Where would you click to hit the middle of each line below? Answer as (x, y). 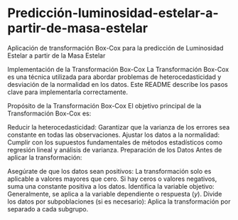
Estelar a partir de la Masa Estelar (56, 56)
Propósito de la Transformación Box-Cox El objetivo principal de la (104, 105)
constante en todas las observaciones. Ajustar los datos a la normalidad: (114, 135)
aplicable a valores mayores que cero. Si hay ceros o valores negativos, (112, 179)
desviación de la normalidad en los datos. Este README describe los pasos (118, 84)
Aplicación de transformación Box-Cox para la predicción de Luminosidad (115, 48)
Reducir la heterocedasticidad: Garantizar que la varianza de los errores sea (119, 127)
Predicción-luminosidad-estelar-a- (113, 13)
